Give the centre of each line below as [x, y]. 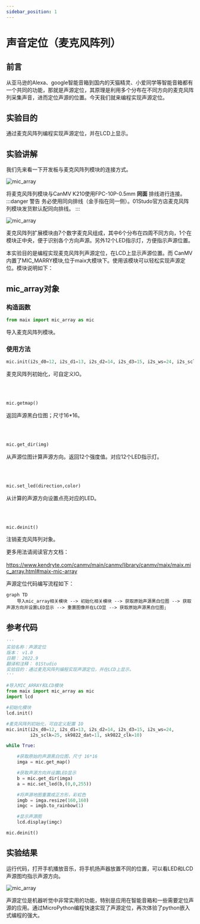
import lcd [20, 697]
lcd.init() [20, 713]
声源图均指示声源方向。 [35, 876]
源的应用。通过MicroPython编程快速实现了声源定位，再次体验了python [93, 907]
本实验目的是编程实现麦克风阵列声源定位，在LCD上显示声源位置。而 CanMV [99, 253]
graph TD [17, 595]
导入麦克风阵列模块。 [32, 332]
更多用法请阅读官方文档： [37, 552]
